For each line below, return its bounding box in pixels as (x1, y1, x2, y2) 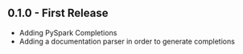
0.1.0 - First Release (7, 6, 109, 20)
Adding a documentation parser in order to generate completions (19, 36, 235, 46)
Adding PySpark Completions (19, 27, 117, 37)
